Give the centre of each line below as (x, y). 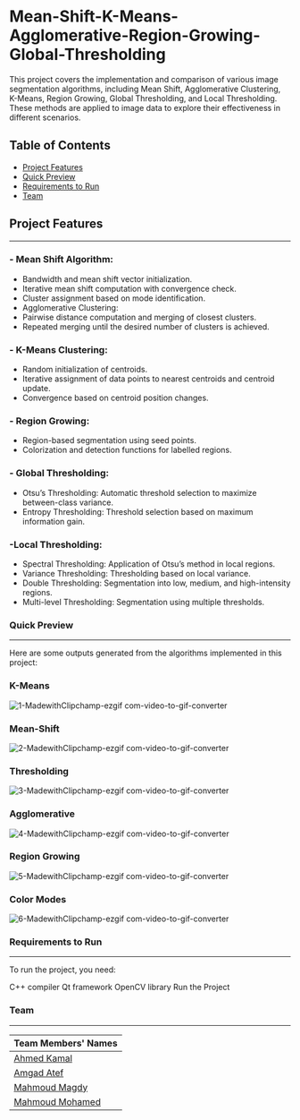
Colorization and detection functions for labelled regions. (127, 450)
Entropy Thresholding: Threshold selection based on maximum (137, 511)
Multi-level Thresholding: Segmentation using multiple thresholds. (143, 603)
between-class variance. (68, 502)
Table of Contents (60, 145)
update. (36, 389)
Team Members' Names (66, 1043)
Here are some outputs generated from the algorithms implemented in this (146, 653)
